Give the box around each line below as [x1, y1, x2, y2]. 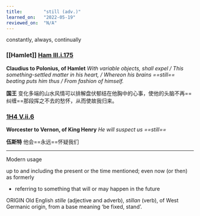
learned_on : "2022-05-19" [6, 14, 76, 20]
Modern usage [6, 156, 42, 163]
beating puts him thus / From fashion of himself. [6, 77, 124, 84]
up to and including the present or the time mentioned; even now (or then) [6, 167, 188, 174]
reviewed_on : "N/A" [6, 20, 58, 26]
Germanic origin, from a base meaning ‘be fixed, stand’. [6, 203, 142, 210]
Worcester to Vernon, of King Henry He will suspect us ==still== [6, 126, 167, 133]
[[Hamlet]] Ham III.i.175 [6, 51, 74, 60]
